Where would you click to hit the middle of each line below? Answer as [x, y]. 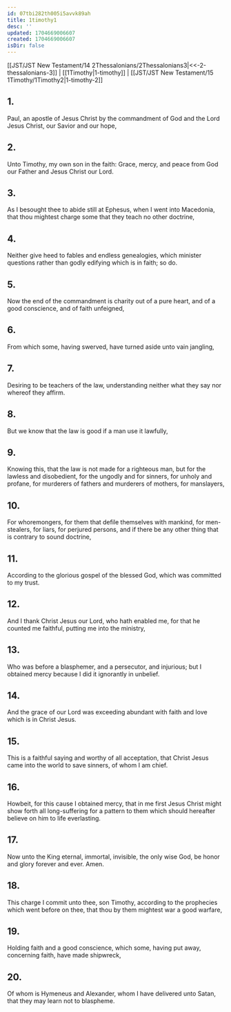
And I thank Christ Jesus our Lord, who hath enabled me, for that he [104, 621]
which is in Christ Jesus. [42, 720]
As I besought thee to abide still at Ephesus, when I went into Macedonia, [111, 210]
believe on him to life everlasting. [54, 818]
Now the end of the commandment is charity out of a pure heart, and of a [111, 301]
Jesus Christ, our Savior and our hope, [62, 126]
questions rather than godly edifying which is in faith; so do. [92, 262]
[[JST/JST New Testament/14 [49, 65]
